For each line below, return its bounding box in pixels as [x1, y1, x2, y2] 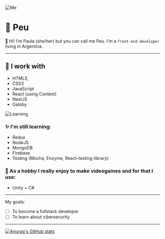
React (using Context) [12, 91, 57, 97]
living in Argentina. [5, 43, 43, 49]
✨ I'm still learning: [5, 123, 52, 130]
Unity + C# [12, 185, 34, 191]
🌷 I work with [5, 62, 46, 71]
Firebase [12, 150, 30, 156]
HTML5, [12, 75, 28, 81]
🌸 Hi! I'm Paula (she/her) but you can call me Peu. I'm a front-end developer [5, 38, 160, 44]
